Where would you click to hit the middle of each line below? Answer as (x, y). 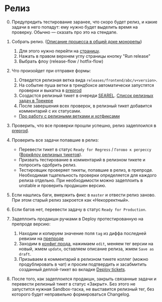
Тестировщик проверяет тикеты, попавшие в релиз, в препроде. (86, 170)
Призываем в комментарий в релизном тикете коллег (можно (83, 259)
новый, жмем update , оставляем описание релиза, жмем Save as (86, 249)
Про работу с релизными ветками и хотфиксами (69, 116)
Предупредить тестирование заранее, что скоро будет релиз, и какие (84, 22)
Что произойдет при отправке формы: (51, 70)
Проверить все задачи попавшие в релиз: (55, 140)
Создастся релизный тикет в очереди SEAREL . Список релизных (86, 95)
